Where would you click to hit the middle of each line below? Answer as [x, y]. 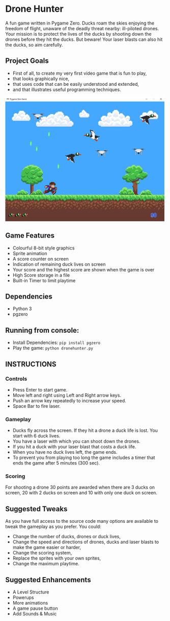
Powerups [23, 597]
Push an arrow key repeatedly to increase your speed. [69, 400]
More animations [30, 603]
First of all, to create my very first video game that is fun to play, [80, 73]
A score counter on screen [40, 259]
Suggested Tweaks [36, 509]
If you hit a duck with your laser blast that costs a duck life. [74, 447]
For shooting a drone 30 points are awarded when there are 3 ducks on [80, 487]
